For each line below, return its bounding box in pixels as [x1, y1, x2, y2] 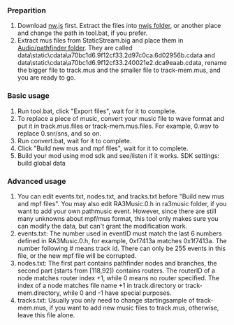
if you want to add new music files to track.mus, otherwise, [49, 303, 219, 312]
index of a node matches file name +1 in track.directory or [17, 281, 184, 289]
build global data [17, 159, 66, 167]
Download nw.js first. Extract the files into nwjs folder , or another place [17, 22, 221, 30]
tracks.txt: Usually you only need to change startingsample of [17, 296, 195, 304]
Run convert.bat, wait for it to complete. [17, 136, 132, 145]
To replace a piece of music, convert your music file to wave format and [17, 114, 225, 122]
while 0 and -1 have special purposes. [62, 289, 172, 297]
